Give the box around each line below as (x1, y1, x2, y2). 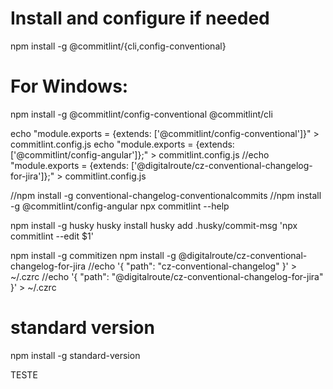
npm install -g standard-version (10, 349, 141, 361)
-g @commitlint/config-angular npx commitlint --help (10, 200, 230, 212)
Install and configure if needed (10, 7, 270, 30)
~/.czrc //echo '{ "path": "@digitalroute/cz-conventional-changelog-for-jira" (10, 270, 324, 282)
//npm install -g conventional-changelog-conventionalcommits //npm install (10, 189, 322, 201)
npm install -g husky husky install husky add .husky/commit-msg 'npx (10, 219, 298, 231)
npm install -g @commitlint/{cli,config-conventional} (10, 40, 227, 52)
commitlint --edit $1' (10, 230, 94, 242)
